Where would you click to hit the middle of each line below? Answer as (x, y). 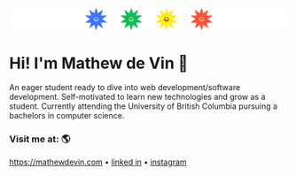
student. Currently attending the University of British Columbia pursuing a (143, 106)
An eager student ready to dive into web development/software (125, 88)
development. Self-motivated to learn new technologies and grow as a (137, 97)
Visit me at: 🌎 (40, 139)
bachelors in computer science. (67, 116)
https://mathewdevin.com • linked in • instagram (98, 162)
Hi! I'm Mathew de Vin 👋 (99, 63)
